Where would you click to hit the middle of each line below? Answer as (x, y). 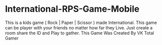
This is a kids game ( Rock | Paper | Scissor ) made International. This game (81, 22)
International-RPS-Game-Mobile (72, 9)
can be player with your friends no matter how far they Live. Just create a (79, 27)
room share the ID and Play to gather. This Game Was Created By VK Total (80, 33)
